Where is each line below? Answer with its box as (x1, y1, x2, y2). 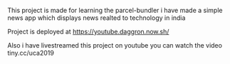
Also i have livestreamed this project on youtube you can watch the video (7, 41, 223, 49)
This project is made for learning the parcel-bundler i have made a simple (7, 6, 223, 14)
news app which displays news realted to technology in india (7, 14, 186, 22)
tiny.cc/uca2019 (7, 49, 55, 57)
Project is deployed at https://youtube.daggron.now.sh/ (7, 28, 169, 36)
